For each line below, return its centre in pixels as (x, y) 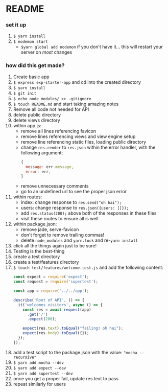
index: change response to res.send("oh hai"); (71, 202)
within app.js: (27, 125)
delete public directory (37, 114)
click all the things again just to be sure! (55, 246)
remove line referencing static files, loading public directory (83, 142)
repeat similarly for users (39, 384)
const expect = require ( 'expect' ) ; (51, 277)
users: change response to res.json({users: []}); (75, 208)
